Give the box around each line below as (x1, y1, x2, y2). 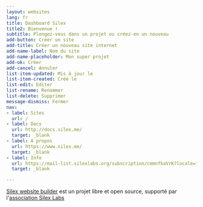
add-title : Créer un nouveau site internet (6, 43, 118, 49)
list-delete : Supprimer (6, 93, 66, 99)
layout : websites (6, 8, 50, 15)
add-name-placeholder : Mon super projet (6, 54, 110, 60)
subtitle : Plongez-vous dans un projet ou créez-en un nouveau (6, 31, 169, 37)
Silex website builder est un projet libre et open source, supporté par (6, 188, 177, 195)
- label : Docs (6, 121, 42, 127)
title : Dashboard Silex (6, 20, 66, 26)
